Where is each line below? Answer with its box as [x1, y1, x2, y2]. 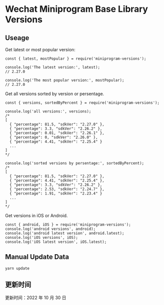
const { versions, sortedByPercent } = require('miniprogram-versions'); [5, 100, 160, 105]
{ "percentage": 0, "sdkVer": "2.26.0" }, [9, 135, 98, 140]
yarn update [5, 266, 30, 271]
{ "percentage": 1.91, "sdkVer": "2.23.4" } [9, 191, 102, 196]
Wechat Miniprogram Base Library [5, 3, 148, 15]
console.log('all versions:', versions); [5, 109, 92, 114]
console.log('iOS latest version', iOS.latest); [5, 239, 107, 244]
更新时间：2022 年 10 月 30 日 [5, 295, 66, 301]
